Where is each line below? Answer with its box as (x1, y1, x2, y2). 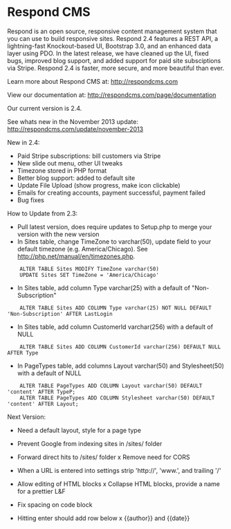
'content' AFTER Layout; (7, 400, 79, 407)
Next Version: (7, 413, 46, 421)
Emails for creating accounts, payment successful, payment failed (17, 188, 206, 197)
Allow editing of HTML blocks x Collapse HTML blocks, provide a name (17, 479, 220, 488)
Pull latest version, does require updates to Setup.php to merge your (17, 222, 212, 231)
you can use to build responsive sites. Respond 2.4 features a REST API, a (7, 34, 219, 42)
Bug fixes (17, 195, 45, 204)
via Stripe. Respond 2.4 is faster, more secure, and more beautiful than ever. (7, 64, 225, 72)
